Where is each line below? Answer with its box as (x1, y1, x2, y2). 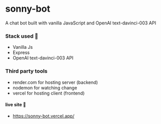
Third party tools (5, 68, 48, 75)
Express (12, 49, 30, 56)
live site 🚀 (5, 102, 26, 108)
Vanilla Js (12, 44, 33, 50)
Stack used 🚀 (5, 33, 39, 40)
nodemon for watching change (12, 84, 77, 90)
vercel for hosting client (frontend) (12, 90, 85, 96)
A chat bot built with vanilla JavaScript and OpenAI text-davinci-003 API (5, 20, 156, 26)
